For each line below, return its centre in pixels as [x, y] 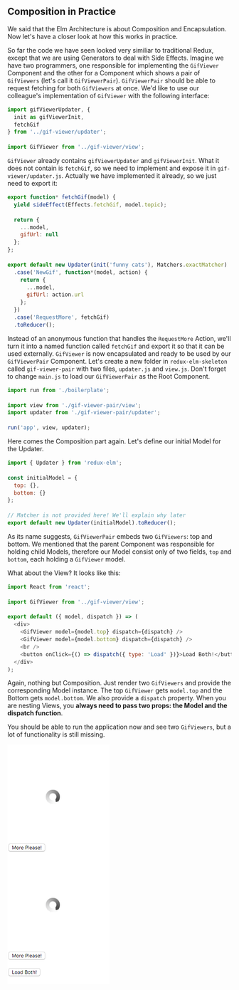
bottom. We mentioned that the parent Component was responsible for [111, 544]
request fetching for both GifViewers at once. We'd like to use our [103, 88]
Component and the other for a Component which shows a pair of [104, 73]
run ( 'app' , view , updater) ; [49, 428]
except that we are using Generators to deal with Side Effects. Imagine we [116, 58]
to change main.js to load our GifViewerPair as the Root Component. [109, 376]
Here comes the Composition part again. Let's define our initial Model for [115, 441]
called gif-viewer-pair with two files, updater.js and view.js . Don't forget [117, 369]
